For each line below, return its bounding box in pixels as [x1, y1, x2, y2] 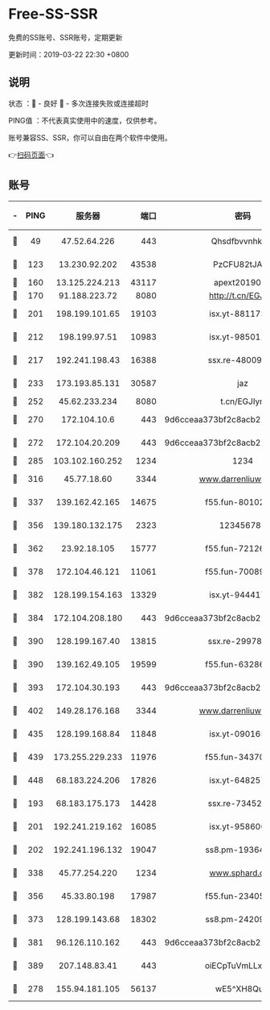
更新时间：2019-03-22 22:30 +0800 [8, 49, 129, 59]
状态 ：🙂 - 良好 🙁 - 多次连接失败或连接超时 [8, 98, 149, 108]
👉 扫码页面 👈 [8, 150, 55, 160]
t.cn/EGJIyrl [220, 396, 265, 407]
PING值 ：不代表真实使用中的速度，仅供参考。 [8, 115, 162, 125]
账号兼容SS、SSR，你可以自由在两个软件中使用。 [8, 132, 172, 142]
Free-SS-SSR [8, 5, 98, 23]
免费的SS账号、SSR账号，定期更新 [8, 32, 123, 42]
